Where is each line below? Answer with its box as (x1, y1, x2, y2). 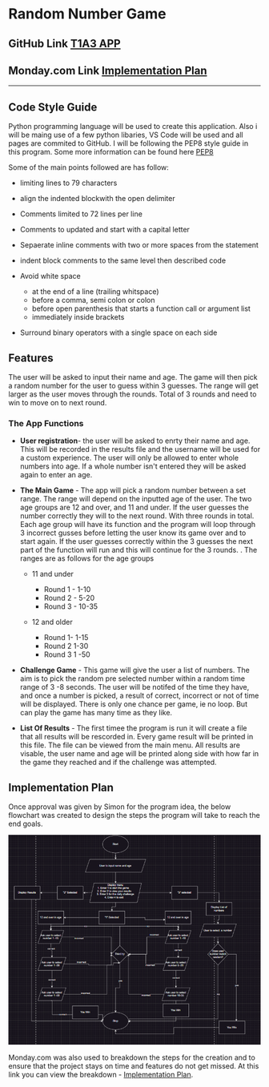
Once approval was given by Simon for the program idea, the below (8, 802, 231, 811)
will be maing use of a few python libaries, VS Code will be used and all (8, 130, 243, 140)
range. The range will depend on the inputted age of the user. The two (19, 494, 252, 504)
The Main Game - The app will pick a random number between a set (19, 485, 247, 495)
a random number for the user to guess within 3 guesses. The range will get (8, 381, 259, 391)
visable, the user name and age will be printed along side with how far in (19, 749, 259, 759)
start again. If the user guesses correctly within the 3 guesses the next (19, 537, 254, 546)
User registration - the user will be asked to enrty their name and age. (19, 436, 251, 445)
